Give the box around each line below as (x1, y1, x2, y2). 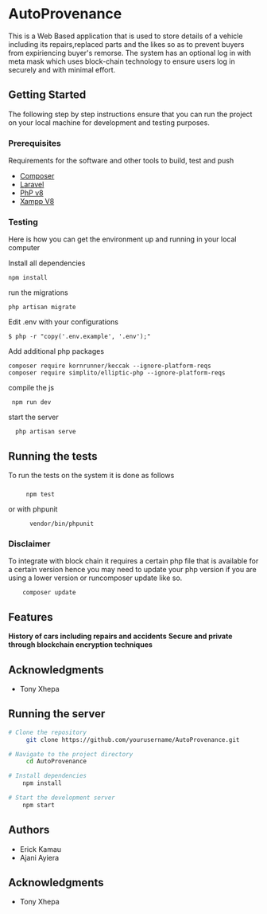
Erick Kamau (19, 844, 62, 853)
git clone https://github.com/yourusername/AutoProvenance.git (25, 736, 240, 743)
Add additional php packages (8, 347, 105, 356)
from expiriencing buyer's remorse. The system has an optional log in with (8, 48, 252, 57)
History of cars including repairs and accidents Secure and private (8, 631, 233, 641)
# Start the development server (8, 794, 115, 802)
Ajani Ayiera (19, 853, 60, 862)
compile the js (8, 383, 54, 393)
